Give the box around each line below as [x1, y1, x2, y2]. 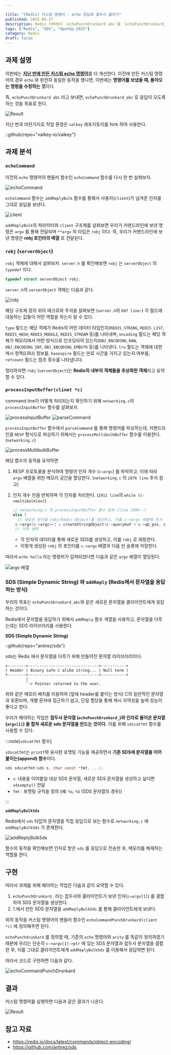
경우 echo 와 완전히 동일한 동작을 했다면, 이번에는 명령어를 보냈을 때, [14, 77, 150, 83]
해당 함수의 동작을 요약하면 [5, 457, 59, 463]
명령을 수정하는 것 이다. [10, 83, 55, 89]
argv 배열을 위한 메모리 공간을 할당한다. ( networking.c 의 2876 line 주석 [12, 475, 158, 481]
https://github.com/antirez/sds [12, 1044, 77, 1050]
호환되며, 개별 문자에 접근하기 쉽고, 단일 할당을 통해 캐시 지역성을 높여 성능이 [10, 697, 163, 703]
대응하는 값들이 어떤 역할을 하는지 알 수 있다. [5, 314, 94, 320]
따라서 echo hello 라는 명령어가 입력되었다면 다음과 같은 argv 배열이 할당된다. [5, 554, 161, 560]
